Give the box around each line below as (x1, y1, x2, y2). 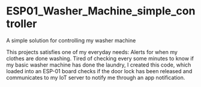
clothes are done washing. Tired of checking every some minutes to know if (6, 55, 194, 62)
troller (6, 17, 37, 31)
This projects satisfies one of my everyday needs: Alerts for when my (6, 48, 178, 55)
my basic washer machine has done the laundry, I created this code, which (6, 61, 191, 68)
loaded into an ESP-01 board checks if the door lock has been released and (6, 67, 193, 74)
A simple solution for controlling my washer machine (6, 37, 136, 44)
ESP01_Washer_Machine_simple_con (6, 4, 196, 18)
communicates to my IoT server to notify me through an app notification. (6, 74, 185, 81)
